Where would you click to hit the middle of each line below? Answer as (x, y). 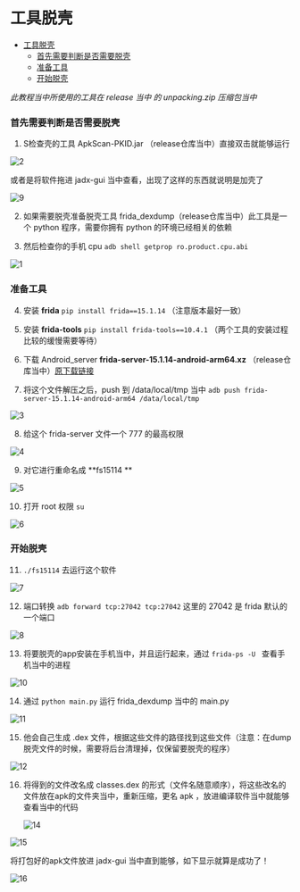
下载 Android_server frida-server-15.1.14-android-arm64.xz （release (153, 359)
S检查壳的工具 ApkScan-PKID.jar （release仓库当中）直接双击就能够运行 (156, 144)
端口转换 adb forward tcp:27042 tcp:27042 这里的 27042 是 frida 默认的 (155, 606)
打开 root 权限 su (54, 506)
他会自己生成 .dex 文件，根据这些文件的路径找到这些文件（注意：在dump (157, 737)
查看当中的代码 (50, 807)
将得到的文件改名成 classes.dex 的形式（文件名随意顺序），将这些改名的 (154, 784)
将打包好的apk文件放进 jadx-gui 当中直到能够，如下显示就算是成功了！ (140, 860)
